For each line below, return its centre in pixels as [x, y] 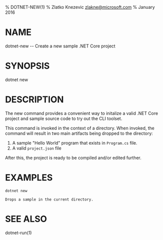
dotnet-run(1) [18, 233]
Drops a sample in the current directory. [49, 200]
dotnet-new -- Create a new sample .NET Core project [60, 46]
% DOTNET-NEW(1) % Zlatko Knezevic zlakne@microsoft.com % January [80, 7]
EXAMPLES [29, 178]
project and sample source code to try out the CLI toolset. [64, 119]
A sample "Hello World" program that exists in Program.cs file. [75, 143]
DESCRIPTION [34, 100]
